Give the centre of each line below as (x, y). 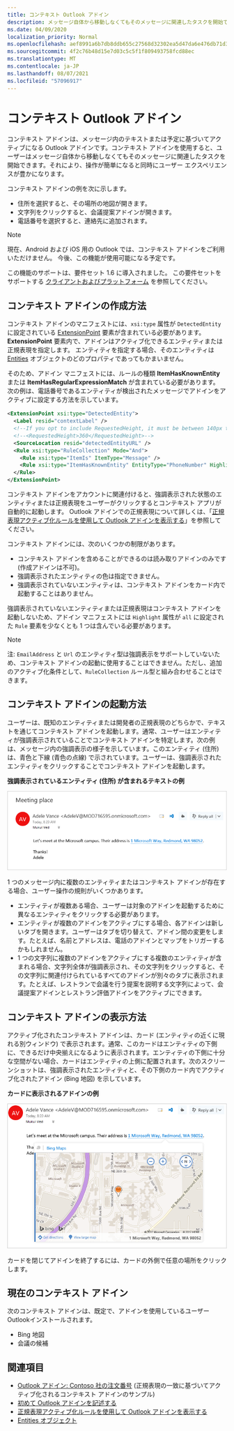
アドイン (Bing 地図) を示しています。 (91, 1079)
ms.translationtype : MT (42, 59)
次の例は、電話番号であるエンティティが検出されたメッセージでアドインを (114, 391)
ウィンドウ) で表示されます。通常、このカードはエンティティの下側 (121, 1044)
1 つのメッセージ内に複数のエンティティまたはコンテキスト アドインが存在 (114, 882)
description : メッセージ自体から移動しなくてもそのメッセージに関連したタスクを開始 (115, 22)
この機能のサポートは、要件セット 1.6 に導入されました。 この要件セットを (114, 273)
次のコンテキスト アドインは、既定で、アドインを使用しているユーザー (109, 1311)
